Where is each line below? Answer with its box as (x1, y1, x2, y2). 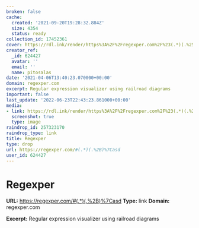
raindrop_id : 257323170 (6, 125, 65, 131)
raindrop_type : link (6, 130, 57, 137)
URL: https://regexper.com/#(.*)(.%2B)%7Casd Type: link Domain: (6, 197, 170, 205)
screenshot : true (11, 113, 54, 119)
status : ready (11, 31, 46, 37)
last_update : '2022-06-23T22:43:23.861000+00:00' (6, 97, 131, 103)
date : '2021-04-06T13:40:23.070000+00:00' (6, 75, 113, 81)
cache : (6, 14, 23, 20)
